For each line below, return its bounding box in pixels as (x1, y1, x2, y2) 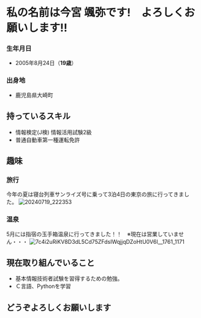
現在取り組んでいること (6, 257, 95, 268)
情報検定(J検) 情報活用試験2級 (15, 128, 92, 135)
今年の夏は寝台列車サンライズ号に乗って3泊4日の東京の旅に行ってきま (6, 191, 184, 198)
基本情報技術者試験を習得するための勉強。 (15, 275, 123, 282)
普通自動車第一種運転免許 (15, 136, 80, 143)
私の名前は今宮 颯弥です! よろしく (6, 6, 185, 20)
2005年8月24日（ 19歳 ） (15, 59, 77, 67)
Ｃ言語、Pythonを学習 (15, 282, 72, 290)
